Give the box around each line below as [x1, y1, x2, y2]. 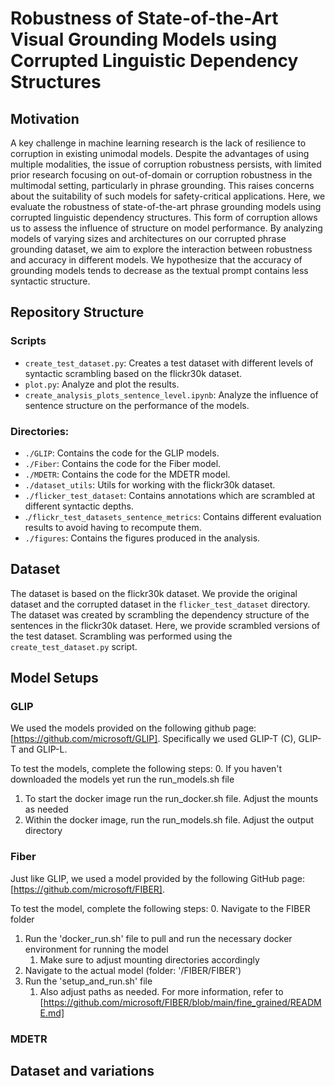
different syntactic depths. [24, 500, 134, 512]
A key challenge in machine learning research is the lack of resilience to [10, 137, 307, 149]
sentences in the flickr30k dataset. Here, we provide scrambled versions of [10, 619, 321, 631]
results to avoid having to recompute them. [24, 521, 202, 533]
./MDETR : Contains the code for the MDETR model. [24, 468, 231, 480]
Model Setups [10, 670, 99, 687]
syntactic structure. [10, 275, 91, 287]
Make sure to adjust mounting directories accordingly [39, 953, 260, 966]
